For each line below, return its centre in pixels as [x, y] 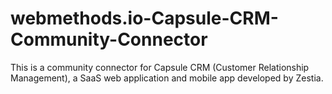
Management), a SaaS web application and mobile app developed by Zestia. [167, 78]
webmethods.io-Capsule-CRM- [144, 18]
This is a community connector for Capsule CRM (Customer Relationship [160, 67]
